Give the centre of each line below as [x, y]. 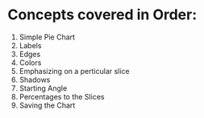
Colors [30, 63]
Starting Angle [43, 88]
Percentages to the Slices [62, 96]
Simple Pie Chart [47, 37]
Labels [30, 45]
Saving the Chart [47, 105]
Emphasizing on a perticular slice [74, 71]
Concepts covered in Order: [102, 15]
